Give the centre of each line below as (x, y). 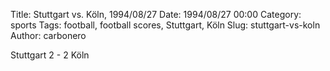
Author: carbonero (48, 35)
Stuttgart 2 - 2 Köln (50, 55)
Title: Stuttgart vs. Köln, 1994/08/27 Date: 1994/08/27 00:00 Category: (156, 14)
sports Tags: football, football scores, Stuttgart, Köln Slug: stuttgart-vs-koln (165, 25)
